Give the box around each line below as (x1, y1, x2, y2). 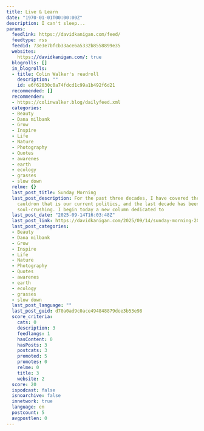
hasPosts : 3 (17, 342, 47, 348)
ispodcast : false (12, 387, 56, 393)
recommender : (12, 93, 45, 100)
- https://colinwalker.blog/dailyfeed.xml (12, 99, 121, 105)
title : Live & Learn (6, 8, 59, 15)
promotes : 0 (17, 359, 47, 365)
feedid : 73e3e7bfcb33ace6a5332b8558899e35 (12, 43, 121, 49)
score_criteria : (12, 314, 53, 320)
